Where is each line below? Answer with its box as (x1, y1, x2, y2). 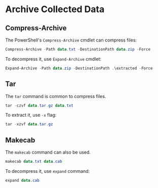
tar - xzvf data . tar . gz (5, 122, 53, 127)
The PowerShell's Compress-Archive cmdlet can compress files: (5, 37, 137, 43)
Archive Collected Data (5, 4, 105, 15)
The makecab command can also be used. (5, 149, 91, 155)
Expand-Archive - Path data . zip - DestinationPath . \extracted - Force (5, 66, 153, 71)
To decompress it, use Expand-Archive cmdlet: (5, 56, 102, 62)
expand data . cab (5, 178, 39, 183)
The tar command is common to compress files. (5, 93, 106, 99)
